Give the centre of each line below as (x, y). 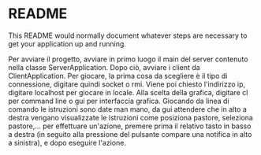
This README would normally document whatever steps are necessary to (128, 35)
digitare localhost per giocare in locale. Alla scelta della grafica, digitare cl (128, 92)
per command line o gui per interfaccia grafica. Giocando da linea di (119, 101)
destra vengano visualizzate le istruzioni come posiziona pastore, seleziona (131, 117)
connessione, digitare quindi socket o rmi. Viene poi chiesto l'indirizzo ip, (127, 84)
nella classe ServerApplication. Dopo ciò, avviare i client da (104, 67)
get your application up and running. (67, 43)
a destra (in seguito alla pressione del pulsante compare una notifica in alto (130, 134)
